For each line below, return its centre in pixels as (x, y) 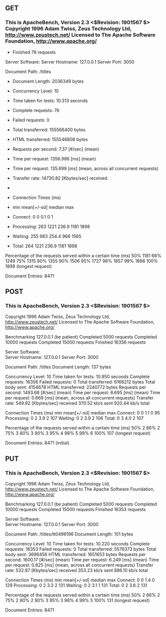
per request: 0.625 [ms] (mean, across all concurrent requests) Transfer (79, 565)
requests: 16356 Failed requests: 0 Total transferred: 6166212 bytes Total (80, 382)
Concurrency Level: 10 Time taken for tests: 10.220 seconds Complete (77, 544)
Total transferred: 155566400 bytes (49, 129)
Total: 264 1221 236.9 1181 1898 (45, 246)
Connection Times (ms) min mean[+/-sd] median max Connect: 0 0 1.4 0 (80, 580)
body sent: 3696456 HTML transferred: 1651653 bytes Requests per (75, 554)
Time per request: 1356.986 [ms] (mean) (54, 158)
